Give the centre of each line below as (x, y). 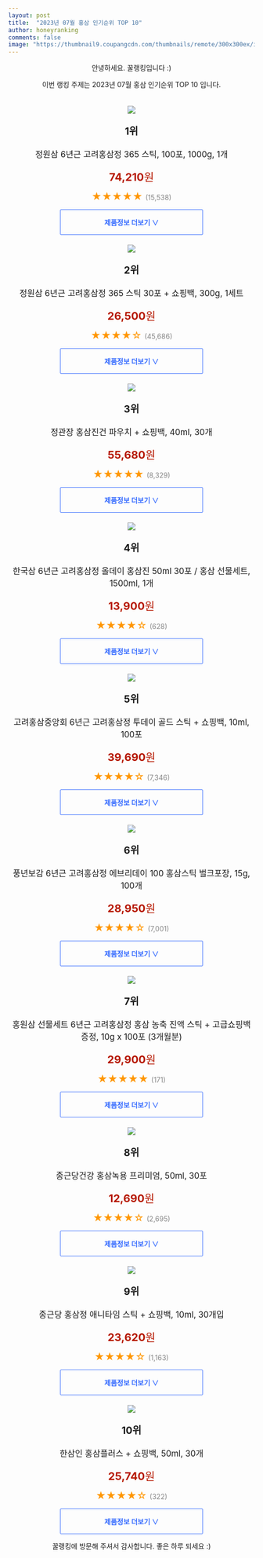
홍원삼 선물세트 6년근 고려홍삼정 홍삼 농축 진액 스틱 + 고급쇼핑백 (131, 1025)
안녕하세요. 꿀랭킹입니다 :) (131, 68)
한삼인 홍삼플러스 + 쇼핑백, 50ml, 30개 (131, 1454)
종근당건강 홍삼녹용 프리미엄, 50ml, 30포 (131, 1176)
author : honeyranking (43, 30)
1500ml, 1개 (131, 583)
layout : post (29, 15)
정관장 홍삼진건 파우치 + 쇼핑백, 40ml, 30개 (131, 433)
